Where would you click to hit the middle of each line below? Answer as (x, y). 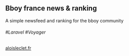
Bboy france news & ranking (51, 8)
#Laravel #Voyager (26, 32)
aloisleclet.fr (18, 48)
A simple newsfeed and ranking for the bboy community (64, 20)
